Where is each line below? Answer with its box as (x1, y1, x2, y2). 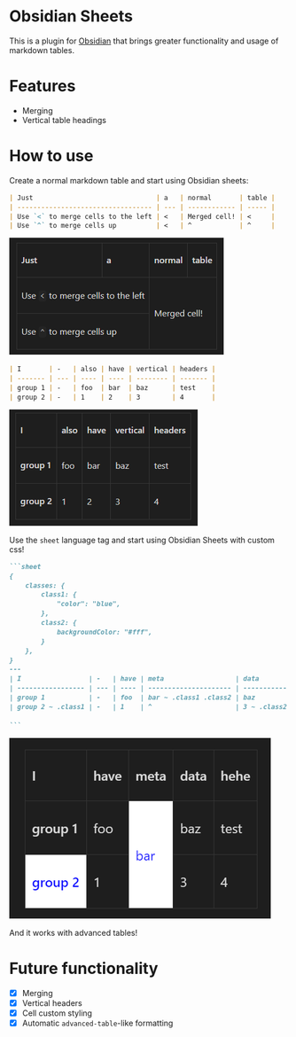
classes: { (25, 581, 66, 590)
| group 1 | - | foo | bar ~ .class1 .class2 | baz (9, 693, 255, 702)
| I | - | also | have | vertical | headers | (9, 365, 216, 374)
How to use (9, 146, 94, 166)
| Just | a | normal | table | (9, 193, 276, 202)
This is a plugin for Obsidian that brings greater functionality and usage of (9, 35, 279, 46)
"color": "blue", (56, 600, 121, 609)
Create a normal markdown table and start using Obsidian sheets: (9, 175, 249, 185)
